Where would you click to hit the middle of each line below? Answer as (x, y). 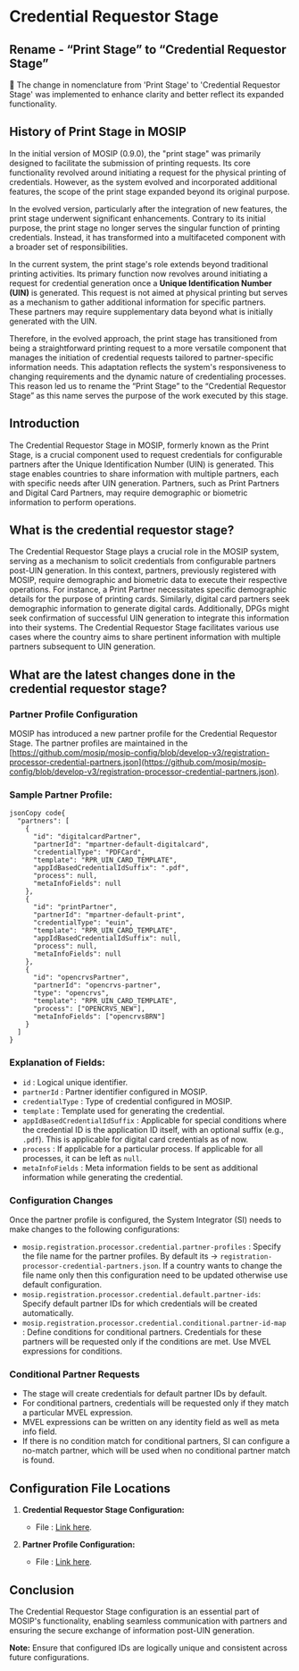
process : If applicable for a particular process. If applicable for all (142, 1148)
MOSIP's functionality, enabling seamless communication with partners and (148, 1621)
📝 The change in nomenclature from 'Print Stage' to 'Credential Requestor (145, 85)
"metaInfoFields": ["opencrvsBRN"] (99, 1017)
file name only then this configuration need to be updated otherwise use (155, 1275)
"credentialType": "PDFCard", (89, 852)
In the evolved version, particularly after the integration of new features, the (148, 208)
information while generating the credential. (102, 1177)
